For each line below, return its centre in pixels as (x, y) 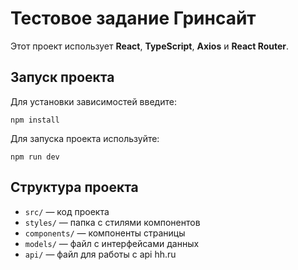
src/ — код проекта (67, 211)
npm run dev (35, 157)
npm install (35, 120)
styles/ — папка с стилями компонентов (112, 222)
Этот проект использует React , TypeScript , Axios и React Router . (150, 46)
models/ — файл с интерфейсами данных (112, 243)
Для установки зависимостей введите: (93, 101)
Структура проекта (74, 187)
